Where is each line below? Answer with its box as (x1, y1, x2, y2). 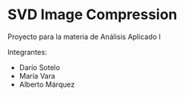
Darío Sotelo (18, 62, 61, 72)
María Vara (18, 71, 55, 80)
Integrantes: (7, 47, 47, 56)
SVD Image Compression (7, 6, 178, 24)
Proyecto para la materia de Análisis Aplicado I (7, 32, 161, 41)
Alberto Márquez (18, 80, 75, 89)
